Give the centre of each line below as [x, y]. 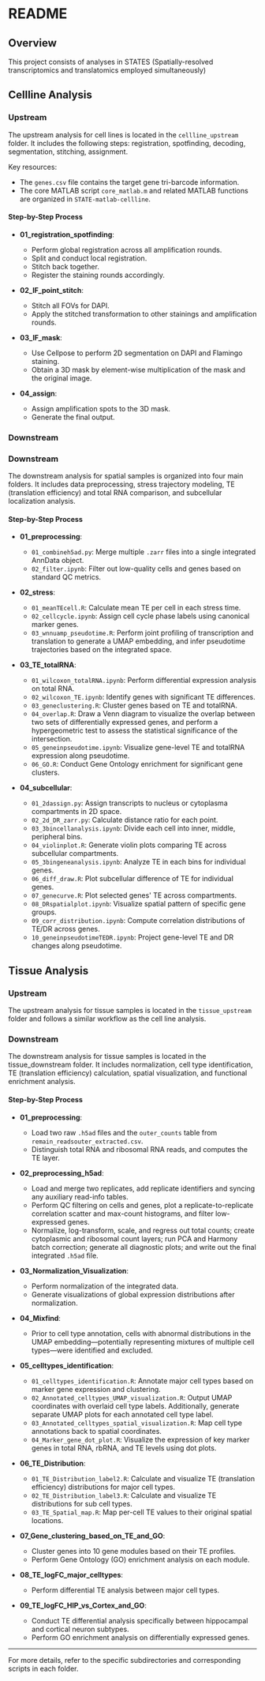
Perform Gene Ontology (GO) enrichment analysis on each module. [140, 1559]
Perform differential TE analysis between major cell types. [125, 1590]
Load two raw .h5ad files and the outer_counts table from [124, 1132]
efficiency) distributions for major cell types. [103, 1487]
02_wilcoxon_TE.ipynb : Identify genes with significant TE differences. [143, 697]
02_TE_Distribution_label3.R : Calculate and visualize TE [124, 1495]
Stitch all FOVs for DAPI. [71, 306]
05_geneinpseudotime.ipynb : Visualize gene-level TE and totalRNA [138, 748]
